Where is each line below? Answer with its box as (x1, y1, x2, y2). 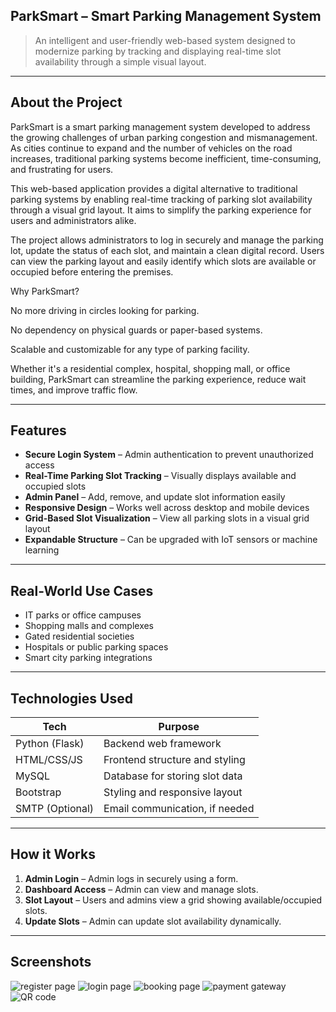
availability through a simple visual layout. (34, 55, 207, 68)
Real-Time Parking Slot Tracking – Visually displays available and (24, 470, 297, 482)
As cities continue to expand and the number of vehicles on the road (10, 142, 293, 154)
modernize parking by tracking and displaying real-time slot (34, 45, 282, 57)
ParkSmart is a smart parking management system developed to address (10, 120, 311, 133)
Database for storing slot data (103, 769, 243, 783)
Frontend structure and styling (103, 753, 246, 767)
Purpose (158, 720, 200, 734)
